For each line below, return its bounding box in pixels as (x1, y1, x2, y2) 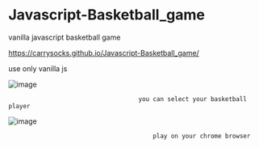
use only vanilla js (8, 63, 68, 74)
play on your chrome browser (152, 132, 251, 140)
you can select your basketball (138, 95, 248, 103)
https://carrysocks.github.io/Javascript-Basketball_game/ (8, 48, 199, 57)
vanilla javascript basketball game (8, 32, 121, 42)
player (8, 102, 31, 110)
